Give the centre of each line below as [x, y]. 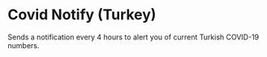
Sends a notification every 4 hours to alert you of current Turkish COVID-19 [133, 37]
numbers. [24, 45]
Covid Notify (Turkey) [82, 15]
